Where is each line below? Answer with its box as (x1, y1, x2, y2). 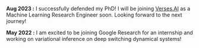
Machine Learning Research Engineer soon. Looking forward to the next (6, 11, 182, 18)
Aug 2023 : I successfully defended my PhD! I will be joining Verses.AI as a (6, 5, 191, 12)
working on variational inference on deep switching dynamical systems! (6, 36, 182, 42)
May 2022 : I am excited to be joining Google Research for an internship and (6, 29, 193, 36)
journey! (6, 18, 27, 24)
